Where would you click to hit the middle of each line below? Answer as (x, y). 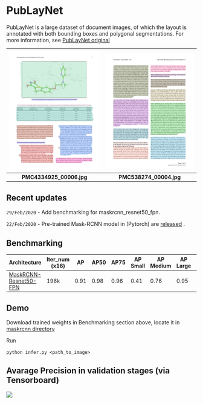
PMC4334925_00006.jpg (55, 177)
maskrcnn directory (31, 329)
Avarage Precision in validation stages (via (88, 371)
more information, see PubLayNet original (58, 40)
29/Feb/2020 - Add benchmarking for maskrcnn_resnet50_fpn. (83, 213)
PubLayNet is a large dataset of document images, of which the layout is (97, 27)
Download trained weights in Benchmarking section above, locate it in (93, 322)
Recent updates (37, 198)
